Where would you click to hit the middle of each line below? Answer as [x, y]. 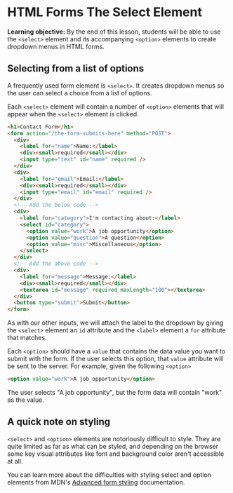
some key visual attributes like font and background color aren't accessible [116, 454]
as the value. [26, 400]
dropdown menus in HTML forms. [56, 46]
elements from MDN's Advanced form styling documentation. [96, 482]
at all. [15, 461]
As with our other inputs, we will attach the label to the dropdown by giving [115, 323]
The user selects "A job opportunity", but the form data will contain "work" [115, 392]
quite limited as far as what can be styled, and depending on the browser [113, 446]
